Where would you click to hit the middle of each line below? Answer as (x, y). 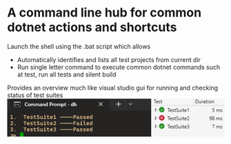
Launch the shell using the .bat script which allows (79, 46)
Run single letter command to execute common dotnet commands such (119, 67)
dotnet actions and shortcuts (92, 27)
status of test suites (35, 95)
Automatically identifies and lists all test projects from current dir (109, 59)
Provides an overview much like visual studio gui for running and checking (113, 88)
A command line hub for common (104, 13)
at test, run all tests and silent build (67, 74)
